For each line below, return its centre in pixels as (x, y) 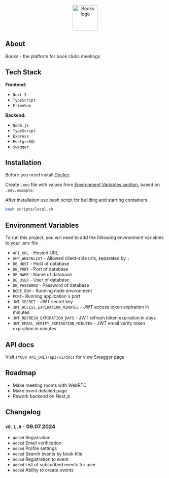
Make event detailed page (40, 390)
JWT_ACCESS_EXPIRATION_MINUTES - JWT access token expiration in (81, 307)
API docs (20, 345)
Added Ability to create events (43, 470)
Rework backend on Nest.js (41, 396)
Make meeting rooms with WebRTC (49, 385)
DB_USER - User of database (41, 280)
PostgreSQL (24, 142)
